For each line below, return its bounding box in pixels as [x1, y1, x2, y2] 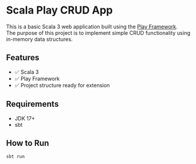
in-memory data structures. [6, 35, 73, 42]
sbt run [6, 154, 25, 160]
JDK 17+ [14, 114, 35, 122]
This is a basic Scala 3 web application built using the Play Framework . [6, 23, 178, 30]
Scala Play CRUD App [6, 4, 113, 17]
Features [6, 53, 39, 63]
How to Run [6, 138, 49, 148]
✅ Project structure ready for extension [14, 81, 110, 88]
